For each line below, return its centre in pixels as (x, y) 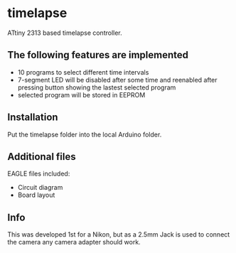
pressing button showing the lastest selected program (97, 87)
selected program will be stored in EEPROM (81, 95)
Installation (33, 118)
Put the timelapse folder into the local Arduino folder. (85, 134)
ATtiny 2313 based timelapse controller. (65, 33)
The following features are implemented (98, 55)
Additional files (42, 157)
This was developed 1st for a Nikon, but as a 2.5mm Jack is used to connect (119, 235)
